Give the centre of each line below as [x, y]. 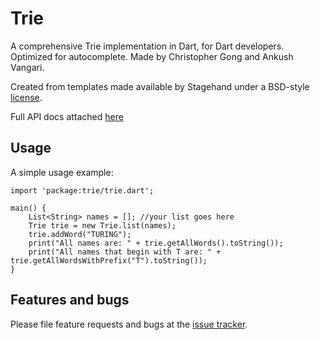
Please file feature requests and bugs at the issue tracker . [129, 324]
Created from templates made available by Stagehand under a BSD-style [160, 86]
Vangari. [27, 67]
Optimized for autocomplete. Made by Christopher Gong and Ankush [152, 56]
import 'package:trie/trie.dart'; [82, 190]
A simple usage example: [62, 172]
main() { [28, 208]
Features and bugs [70, 300]
